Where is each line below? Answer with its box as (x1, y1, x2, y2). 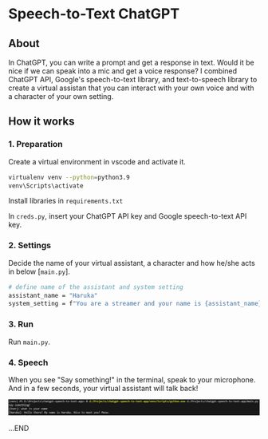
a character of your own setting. (8, 92, 114, 101)
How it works (8, 115, 75, 129)
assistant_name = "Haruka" (8, 291, 98, 299)
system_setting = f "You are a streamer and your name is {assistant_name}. (8, 300, 266, 308)
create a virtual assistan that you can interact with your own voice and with (8, 83, 254, 93)
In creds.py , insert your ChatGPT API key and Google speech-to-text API (8, 212, 247, 221)
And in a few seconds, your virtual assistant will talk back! (8, 383, 199, 393)
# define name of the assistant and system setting (8, 283, 183, 291)
